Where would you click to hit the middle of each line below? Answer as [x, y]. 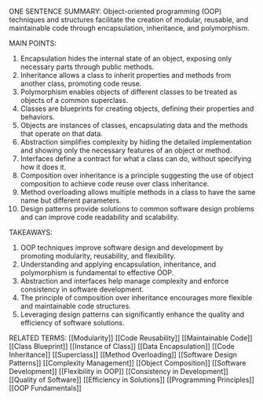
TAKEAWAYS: [31, 232]
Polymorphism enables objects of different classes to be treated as [129, 92]
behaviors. [37, 117]
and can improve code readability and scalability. [99, 217]
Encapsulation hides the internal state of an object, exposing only [126, 59]
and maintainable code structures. [76, 306]
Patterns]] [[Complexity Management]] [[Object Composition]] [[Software [128, 363]
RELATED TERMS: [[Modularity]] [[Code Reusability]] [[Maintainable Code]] [131, 338]
